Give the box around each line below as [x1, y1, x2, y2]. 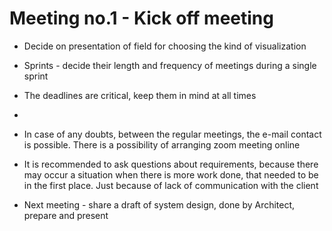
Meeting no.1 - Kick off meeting [9, 7, 274, 30]
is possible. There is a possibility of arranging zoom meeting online [23, 138, 301, 151]
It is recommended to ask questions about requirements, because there [23, 158, 319, 170]
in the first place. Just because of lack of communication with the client [23, 179, 319, 191]
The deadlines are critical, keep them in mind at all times [23, 89, 257, 101]
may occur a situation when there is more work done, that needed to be [23, 168, 319, 181]
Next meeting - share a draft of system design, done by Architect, [23, 198, 296, 211]
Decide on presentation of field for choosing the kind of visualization [23, 40, 307, 52]
